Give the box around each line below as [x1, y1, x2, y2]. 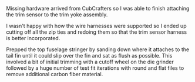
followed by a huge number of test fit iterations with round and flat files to [6, 65, 184, 72]
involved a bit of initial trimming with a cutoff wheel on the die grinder [6, 58, 174, 65]
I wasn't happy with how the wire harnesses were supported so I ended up [6, 23, 187, 29]
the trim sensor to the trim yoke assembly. [6, 11, 108, 18]
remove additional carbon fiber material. [6, 71, 103, 77]
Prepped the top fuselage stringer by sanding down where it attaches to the [6, 46, 190, 53]
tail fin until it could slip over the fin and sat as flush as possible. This [6, 52, 173, 59]
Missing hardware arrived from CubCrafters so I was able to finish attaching [6, 5, 190, 12]
